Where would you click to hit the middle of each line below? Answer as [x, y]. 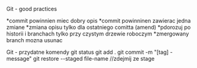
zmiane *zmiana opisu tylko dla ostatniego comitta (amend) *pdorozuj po [98, 27]
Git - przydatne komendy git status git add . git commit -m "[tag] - [90, 52]
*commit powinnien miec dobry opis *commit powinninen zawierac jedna [98, 21]
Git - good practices [32, 9]
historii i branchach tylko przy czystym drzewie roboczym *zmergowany [98, 34]
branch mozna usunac [35, 40]
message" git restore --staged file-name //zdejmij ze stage [80, 59]
